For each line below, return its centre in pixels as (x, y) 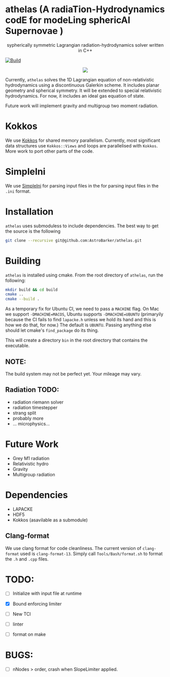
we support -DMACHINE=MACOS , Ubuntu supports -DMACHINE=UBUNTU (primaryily (84, 314)
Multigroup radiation (34, 474)
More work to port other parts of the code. (49, 151)
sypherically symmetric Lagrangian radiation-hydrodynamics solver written (85, 45)
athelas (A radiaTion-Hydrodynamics (85, 9)
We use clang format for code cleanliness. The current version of (73, 548)
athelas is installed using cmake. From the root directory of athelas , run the (84, 275)
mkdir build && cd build (31, 290)
